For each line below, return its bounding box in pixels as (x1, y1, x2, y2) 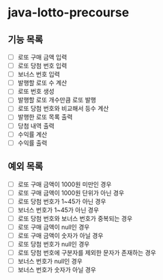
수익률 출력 (17, 139, 48, 147)
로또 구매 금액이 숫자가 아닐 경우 (17, 231, 104, 240)
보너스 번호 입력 (17, 70, 60, 79)
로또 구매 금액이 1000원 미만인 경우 (17, 180, 112, 188)
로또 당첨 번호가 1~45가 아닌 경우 (17, 197, 106, 206)
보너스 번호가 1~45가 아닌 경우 (17, 206, 100, 214)
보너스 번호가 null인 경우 (17, 257, 83, 266)
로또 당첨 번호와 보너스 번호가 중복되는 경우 (17, 214, 133, 223)
